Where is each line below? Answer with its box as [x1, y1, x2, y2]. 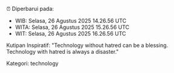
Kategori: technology [6, 60, 59, 67]
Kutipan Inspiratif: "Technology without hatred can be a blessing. [6, 42, 169, 49]
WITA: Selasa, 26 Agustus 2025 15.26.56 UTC [15, 24, 130, 31]
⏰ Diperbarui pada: [6, 5, 55, 12]
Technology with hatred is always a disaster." [6, 48, 119, 55]
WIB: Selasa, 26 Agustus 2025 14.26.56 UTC [15, 17, 127, 24]
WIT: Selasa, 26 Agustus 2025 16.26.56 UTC [15, 30, 126, 37]
